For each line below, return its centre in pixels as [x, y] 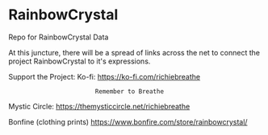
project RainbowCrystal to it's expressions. [80, 61]
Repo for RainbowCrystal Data [59, 37]
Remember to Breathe [129, 91]
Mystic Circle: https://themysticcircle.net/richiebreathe [99, 106]
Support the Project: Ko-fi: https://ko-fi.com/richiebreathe [104, 76]
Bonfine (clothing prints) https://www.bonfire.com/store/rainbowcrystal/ [128, 121]
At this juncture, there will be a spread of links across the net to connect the [134, 52]
